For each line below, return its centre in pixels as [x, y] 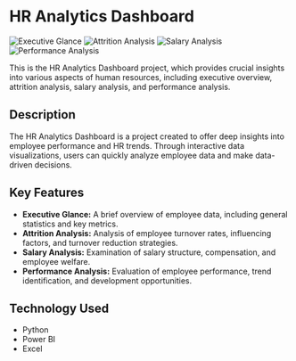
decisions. [53, 164]
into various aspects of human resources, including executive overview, [141, 77]
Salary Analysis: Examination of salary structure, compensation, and [149, 252]
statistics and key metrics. [70, 224]
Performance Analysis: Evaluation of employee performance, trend [147, 271]
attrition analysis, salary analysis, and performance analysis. [120, 86]
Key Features [47, 193]
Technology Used [59, 308]
